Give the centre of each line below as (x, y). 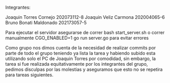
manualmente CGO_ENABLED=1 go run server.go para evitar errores (77, 38)
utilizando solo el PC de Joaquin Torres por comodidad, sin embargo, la (81, 59)
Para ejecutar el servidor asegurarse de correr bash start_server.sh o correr (85, 32)
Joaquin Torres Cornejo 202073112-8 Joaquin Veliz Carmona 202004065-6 (85, 17)
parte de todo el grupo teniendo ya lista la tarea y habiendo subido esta (80, 53)
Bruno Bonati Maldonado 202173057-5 (46, 23)
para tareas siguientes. (29, 75)
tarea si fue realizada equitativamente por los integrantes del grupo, (77, 64)
